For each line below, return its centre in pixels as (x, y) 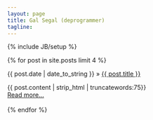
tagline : (20, 27)
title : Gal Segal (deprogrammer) (56, 20)
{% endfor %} (27, 110)
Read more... (26, 95)
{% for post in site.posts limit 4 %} (57, 60)
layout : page (26, 14)
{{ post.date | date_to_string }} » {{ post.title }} (74, 74)
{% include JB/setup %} (42, 47)
